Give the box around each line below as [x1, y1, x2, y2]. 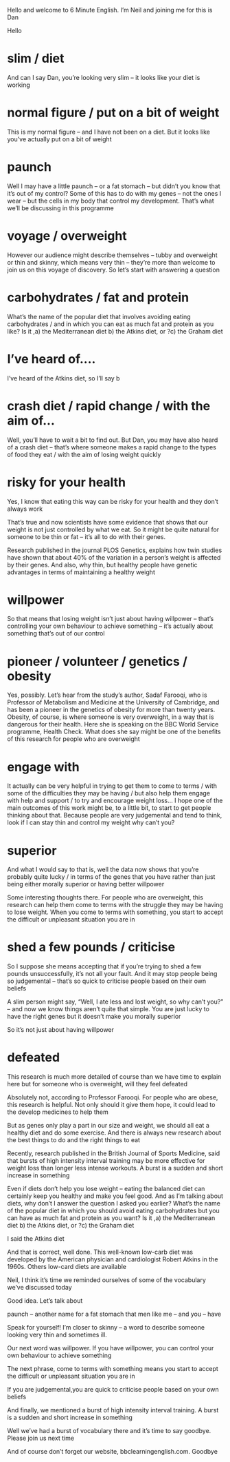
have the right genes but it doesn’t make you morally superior [7, 1013, 181, 1021]
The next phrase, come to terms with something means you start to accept [7, 1365, 218, 1373]
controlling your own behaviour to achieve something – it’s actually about [7, 622, 214, 630]
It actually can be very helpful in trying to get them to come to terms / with [7, 782, 218, 790]
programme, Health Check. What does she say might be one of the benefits [7, 727, 221, 736]
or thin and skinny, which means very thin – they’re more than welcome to [7, 258, 216, 266]
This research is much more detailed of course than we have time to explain [7, 1073, 222, 1081]
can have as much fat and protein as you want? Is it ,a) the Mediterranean [7, 1214, 216, 1222]
